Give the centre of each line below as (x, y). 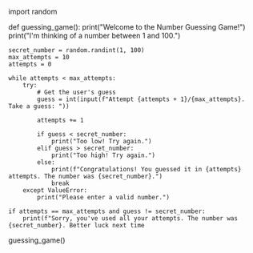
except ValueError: (55, 191)
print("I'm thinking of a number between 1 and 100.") (94, 36)
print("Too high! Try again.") (103, 155)
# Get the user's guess (76, 92)
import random (33, 12)
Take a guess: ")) (39, 106)
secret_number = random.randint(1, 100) (77, 50)
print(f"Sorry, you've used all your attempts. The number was (131, 219)
